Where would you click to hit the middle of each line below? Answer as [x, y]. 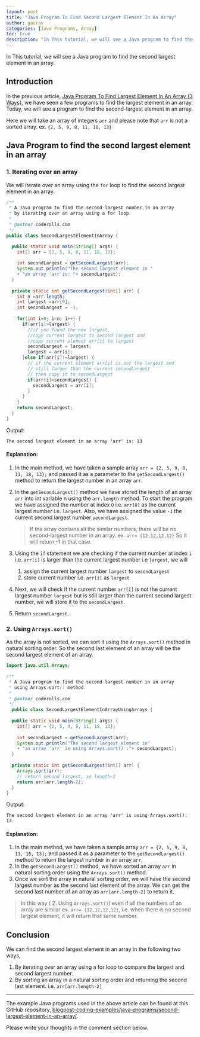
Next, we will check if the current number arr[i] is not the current [96, 589]
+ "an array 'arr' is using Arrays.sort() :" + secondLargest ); [97, 749]
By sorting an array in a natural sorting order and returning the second [101, 980]
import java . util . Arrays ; [38, 666]
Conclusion [28, 934]
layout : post [22, 12]
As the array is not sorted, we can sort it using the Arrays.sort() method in [99, 642]
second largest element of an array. [50, 655]
